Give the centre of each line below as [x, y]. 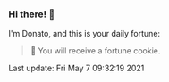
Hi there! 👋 [32, 14]
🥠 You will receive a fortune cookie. [95, 51]
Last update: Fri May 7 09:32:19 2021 [76, 68]
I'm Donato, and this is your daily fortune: [84, 34]
